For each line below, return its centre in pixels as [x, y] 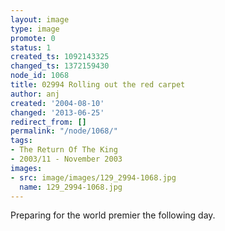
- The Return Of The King [64, 150]
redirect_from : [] [48, 122]
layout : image [40, 19]
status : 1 [31, 47]
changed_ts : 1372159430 [60, 66]
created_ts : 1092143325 [60, 57]
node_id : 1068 [40, 76]
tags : [21, 141]
